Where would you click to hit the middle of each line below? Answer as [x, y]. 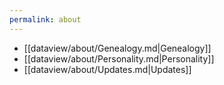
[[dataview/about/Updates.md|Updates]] [107, 69]
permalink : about [45, 19]
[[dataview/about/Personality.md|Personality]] [119, 58]
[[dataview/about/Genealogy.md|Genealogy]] [117, 48]
